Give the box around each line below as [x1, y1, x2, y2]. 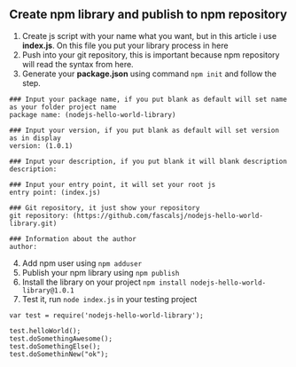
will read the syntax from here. [21, 59, 135, 69]
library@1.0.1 [21, 285, 74, 295]
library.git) [9, 219, 58, 228]
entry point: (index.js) [9, 188, 101, 197]
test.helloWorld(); [9, 326, 82, 335]
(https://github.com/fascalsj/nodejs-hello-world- [72, 211, 264, 220]
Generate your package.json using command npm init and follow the [21, 68, 277, 79]
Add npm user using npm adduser [21, 257, 143, 269]
